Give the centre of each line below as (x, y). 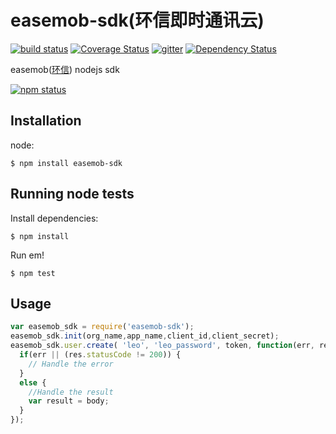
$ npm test (33, 273)
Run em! (27, 255)
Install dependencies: (54, 218)
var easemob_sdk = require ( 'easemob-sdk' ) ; (102, 327)
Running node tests (72, 194)
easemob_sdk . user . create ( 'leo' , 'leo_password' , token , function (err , (162, 346)
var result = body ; (69, 401)
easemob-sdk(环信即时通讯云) (137, 20)
